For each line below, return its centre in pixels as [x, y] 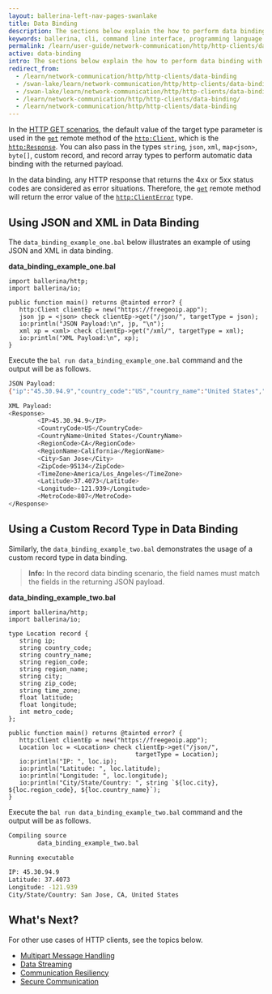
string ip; [38, 641]
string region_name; [54, 669]
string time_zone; [50, 691]
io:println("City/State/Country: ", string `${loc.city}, [119, 783]
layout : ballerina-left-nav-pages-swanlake [83, 16]
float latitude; [47, 697]
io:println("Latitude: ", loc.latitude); [90, 768]
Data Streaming [46, 964]
